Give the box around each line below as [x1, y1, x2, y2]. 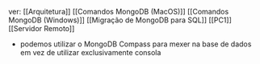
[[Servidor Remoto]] [8, 24, 75, 33]
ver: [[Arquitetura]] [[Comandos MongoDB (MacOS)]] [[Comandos [8, 7, 229, 16]
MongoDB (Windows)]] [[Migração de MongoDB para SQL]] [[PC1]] [8, 15, 233, 25]
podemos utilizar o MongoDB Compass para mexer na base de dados [19, 39, 252, 49]
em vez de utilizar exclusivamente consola [19, 48, 161, 57]
